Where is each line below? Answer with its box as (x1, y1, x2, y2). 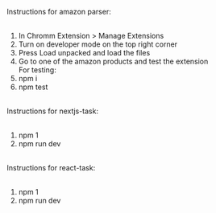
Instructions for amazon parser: (6, 7, 111, 16)
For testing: (18, 65, 56, 75)
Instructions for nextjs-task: (6, 106, 99, 116)
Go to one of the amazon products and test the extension (18, 56, 209, 66)
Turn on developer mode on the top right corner (18, 39, 178, 49)
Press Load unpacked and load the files (18, 48, 151, 57)
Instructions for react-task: (6, 163, 96, 172)
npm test (18, 82, 48, 92)
